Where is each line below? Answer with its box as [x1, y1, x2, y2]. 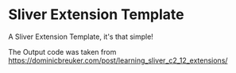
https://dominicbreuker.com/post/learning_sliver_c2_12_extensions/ [8, 56, 228, 65]
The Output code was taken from [8, 47, 117, 56]
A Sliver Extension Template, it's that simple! [8, 32, 153, 41]
